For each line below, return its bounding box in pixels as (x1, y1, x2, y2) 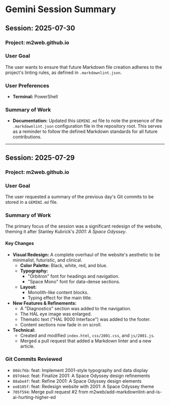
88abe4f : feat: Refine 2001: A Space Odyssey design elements (12, 378, 142, 384)
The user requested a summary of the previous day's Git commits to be (5, 194, 154, 200)
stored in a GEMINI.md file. (5, 199, 58, 205)
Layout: (20, 284, 37, 290)
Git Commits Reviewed (5, 356, 62, 363)
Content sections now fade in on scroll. (20, 321, 102, 327)
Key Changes (5, 240, 34, 246)
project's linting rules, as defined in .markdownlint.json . (5, 69, 122, 76)
